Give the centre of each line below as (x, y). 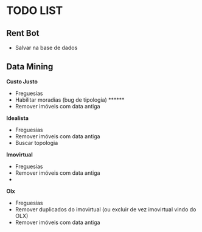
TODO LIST (35, 11)
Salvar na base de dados (46, 47)
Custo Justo (22, 81)
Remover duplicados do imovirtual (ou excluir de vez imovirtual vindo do (106, 209)
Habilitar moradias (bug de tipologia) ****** (70, 100)
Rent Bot (23, 33)
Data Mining (30, 67)
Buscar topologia (37, 142)
